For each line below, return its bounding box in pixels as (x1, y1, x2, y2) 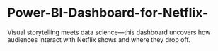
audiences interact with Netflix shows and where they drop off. (7, 35, 190, 43)
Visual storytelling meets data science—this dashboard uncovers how (7, 28, 211, 36)
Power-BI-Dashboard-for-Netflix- (7, 5, 209, 21)
